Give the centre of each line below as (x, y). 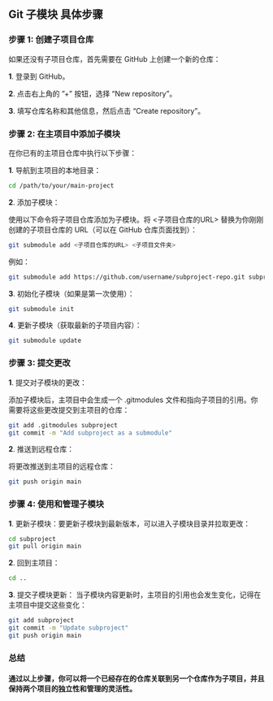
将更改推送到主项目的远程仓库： (62, 466)
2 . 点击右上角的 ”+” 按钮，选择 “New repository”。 (93, 93)
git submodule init (41, 309)
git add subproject (41, 621)
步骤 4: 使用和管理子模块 (56, 504)
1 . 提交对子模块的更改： (48, 382)
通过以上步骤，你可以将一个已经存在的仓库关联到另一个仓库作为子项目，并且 (136, 679)
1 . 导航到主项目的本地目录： (55, 170)
